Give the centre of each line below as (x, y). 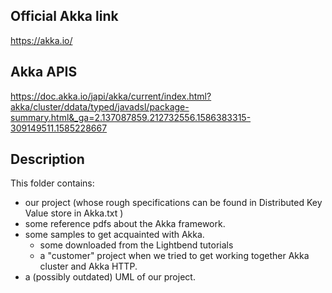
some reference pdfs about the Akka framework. (125, 224)
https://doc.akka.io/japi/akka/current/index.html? (111, 96)
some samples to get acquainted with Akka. (114, 235)
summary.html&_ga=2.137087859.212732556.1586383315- (131, 117)
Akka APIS (44, 72)
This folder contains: (52, 183)
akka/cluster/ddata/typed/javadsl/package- (100, 106)
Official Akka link (64, 16)
